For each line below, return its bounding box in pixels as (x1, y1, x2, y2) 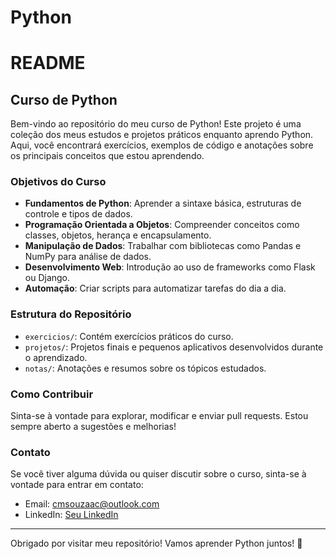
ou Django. (24, 272, 71, 284)
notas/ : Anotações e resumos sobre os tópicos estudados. (24, 362, 267, 374)
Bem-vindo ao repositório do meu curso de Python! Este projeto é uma (10, 118, 302, 130)
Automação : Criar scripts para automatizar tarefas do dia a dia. (24, 282, 287, 295)
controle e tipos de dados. (24, 208, 133, 220)
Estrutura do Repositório (10, 307, 132, 321)
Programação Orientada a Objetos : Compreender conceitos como (24, 219, 300, 231)
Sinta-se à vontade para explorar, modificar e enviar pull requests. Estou (10, 410, 309, 422)
